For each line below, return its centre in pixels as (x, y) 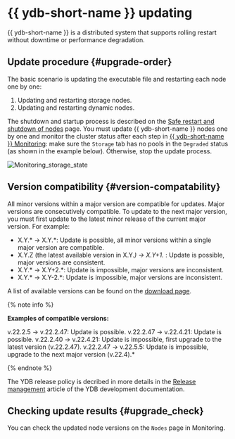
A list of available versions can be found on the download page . (100, 291)
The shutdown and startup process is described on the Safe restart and (111, 121)
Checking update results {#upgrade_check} (106, 411)
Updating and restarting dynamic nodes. (76, 108)
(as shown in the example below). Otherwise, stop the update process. (110, 151)
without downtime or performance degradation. (76, 39)
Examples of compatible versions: (58, 318)
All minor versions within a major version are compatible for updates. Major (116, 204)
